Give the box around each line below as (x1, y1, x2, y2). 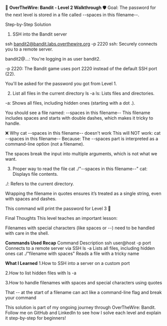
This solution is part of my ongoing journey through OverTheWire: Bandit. (5, 304, 156, 310)
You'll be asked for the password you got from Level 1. (5, 81, 117, 87)
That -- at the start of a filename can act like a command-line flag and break (5, 289, 162, 295)
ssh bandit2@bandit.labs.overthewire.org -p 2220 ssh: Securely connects (5, 41, 157, 47)
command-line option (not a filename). (5, 141, 84, 147)
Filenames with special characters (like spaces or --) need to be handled (5, 225, 155, 231)
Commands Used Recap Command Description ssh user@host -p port (5, 240, 151, 246)
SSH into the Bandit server (12, 31, 67, 37)
